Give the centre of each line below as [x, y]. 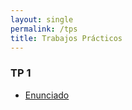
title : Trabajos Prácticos [66, 38]
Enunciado [47, 95]
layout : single [42, 19]
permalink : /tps [44, 29]
